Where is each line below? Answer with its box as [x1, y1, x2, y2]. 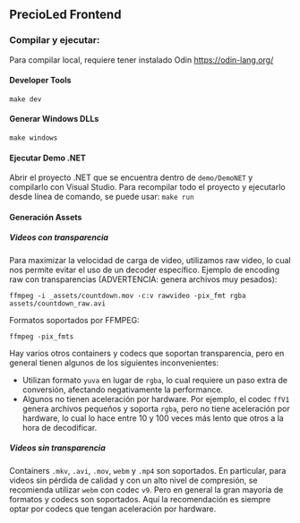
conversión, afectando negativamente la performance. [21, 384, 224, 395]
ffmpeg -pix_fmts [9, 331, 74, 341]
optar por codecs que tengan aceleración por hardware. [9, 503, 217, 514]
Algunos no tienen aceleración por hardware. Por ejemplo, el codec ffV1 [21, 393, 290, 404]
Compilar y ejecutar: [9, 34, 100, 47]
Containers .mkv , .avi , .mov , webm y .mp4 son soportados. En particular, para [9, 465, 287, 476]
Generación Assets [9, 211, 82, 222]
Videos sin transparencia [9, 442, 106, 453]
